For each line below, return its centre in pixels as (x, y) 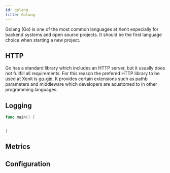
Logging (19, 105)
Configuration (28, 164)
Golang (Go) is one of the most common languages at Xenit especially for (82, 29)
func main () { (20, 117)
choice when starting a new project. (43, 40)
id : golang (17, 10)
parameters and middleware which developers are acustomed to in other (81, 84)
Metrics (18, 147)
